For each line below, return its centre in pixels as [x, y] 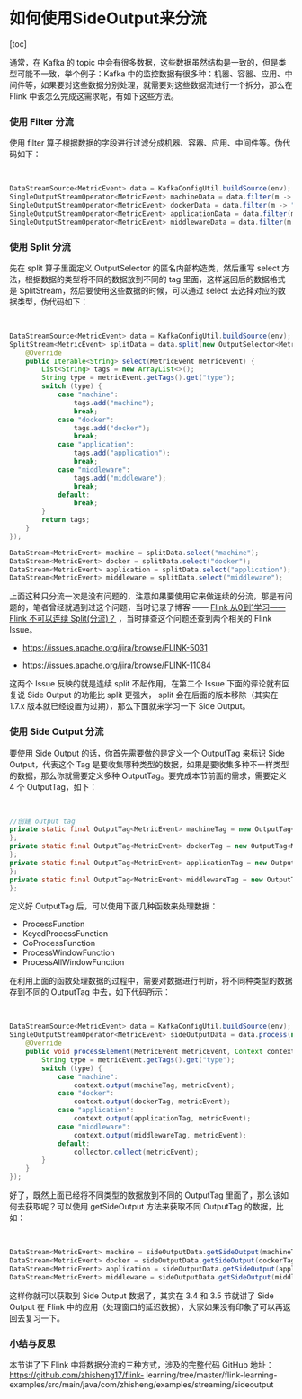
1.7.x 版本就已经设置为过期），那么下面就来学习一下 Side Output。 [130, 706]
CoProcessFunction [59, 943]
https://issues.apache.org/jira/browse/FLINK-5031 [115, 648]
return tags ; [66, 520]
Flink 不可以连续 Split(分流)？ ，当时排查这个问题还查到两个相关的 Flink [141, 619]
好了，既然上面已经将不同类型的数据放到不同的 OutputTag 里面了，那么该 [145, 1195]
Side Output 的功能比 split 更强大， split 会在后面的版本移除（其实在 [152, 695]
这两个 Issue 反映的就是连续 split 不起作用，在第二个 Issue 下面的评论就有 [146, 684]
